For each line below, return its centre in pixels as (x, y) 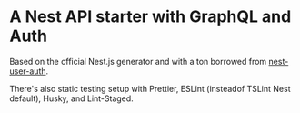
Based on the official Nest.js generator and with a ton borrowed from (138, 61)
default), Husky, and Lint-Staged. (71, 98)
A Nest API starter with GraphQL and (150, 17)
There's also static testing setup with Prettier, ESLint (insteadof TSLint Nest (150, 88)
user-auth (28, 71)
